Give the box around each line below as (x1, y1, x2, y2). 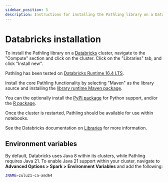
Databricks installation (5, 33, 101, 45)
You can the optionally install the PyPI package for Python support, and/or (5, 95, 158, 101)
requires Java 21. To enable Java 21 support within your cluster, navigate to (5, 158, 160, 164)
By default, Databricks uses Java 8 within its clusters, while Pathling (5, 153, 145, 159)
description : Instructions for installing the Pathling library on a (5, 12, 153, 17)
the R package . (5, 100, 36, 106)
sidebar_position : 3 (5, 7, 48, 12)
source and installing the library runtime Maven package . (5, 85, 122, 91)
